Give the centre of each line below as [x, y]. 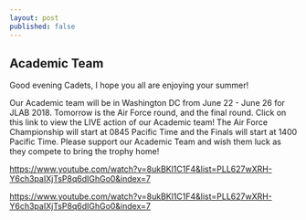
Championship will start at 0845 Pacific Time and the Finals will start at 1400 [153, 132]
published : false [42, 26]
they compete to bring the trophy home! [84, 152]
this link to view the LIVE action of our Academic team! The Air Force [138, 122]
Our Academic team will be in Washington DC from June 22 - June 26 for [148, 103]
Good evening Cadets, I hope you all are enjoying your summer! [129, 85]
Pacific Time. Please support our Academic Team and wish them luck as [145, 141]
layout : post [34, 18]
